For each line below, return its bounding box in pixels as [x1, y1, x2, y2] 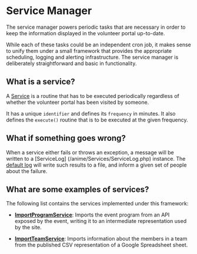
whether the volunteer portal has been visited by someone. [6, 99, 149, 106]
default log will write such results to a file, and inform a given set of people [6, 161, 187, 168]
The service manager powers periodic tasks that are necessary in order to [6, 23, 186, 31]
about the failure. [6, 167, 48, 174]
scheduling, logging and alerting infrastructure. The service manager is [6, 53, 179, 60]
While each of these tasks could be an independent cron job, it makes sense [6, 41, 191, 48]
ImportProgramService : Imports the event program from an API [14, 211, 170, 218]
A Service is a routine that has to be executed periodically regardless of [6, 92, 179, 99]
